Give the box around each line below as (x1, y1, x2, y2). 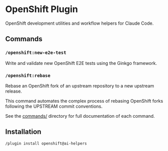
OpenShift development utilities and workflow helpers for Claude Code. (5, 20, 154, 26)
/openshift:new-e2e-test (5, 50, 67, 56)
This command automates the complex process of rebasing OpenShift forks (5, 98, 163, 104)
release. (5, 88, 22, 94)
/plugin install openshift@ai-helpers (5, 141, 87, 146)
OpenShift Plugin (5, 4, 78, 15)
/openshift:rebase (5, 72, 51, 79)
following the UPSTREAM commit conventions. (5, 103, 103, 109)
